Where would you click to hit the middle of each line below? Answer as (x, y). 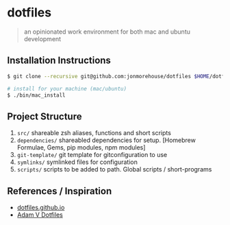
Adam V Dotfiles (40, 215)
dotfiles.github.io (41, 208)
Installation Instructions (59, 61)
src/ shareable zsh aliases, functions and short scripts (94, 133)
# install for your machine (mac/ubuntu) (67, 88)
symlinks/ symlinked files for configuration (77, 162)
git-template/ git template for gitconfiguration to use (92, 155)
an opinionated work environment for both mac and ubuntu (107, 32)
